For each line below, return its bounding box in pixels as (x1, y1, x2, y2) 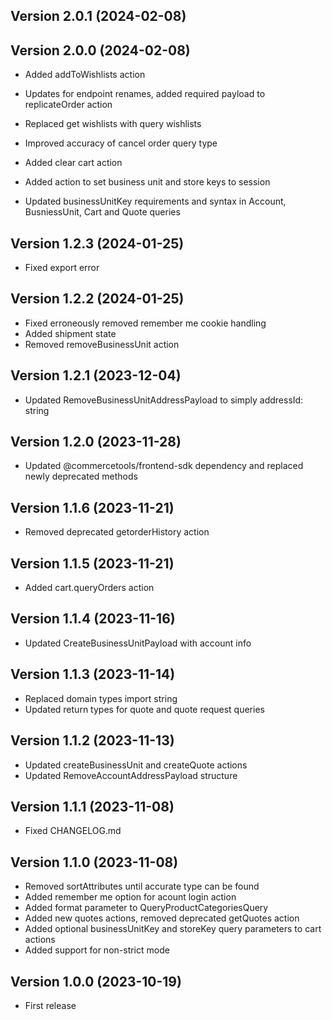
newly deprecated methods (24, 470, 138, 483)
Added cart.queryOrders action (24, 582, 155, 594)
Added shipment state (24, 327, 117, 339)
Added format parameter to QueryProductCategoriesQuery (24, 902, 269, 914)
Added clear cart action (24, 157, 123, 169)
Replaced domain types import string (24, 692, 178, 704)
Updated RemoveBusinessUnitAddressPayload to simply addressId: (24, 394, 304, 406)
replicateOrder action (24, 99, 113, 111)
